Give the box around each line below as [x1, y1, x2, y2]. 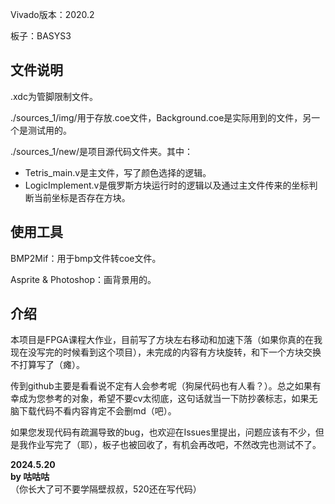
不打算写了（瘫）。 [10, 359, 85, 371]
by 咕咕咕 [10, 471, 50, 483]
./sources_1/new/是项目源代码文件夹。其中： [10, 145, 194, 157]
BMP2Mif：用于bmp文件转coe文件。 [10, 252, 162, 264]
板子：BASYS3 [10, 30, 72, 42]
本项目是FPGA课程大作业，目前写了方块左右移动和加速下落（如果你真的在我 [10, 334, 323, 346]
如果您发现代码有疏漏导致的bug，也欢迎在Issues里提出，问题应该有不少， [10, 426, 316, 438]
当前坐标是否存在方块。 [33, 191, 131, 203]
